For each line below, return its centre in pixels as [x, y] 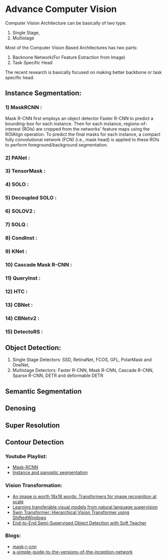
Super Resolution [32, 425]
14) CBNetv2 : [22, 318]
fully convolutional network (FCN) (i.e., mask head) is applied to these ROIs [82, 139]
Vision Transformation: [34, 486]
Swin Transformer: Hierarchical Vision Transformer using [71, 512]
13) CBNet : [19, 305]
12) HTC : [16, 291]
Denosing [20, 408]
